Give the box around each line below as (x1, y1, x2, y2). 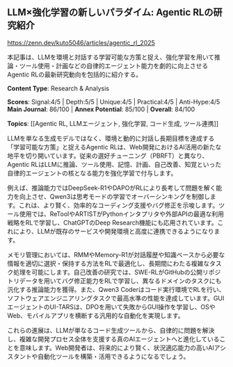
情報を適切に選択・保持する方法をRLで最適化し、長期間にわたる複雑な (7, 259, 210, 268)
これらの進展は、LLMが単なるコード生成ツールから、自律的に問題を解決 (7, 326, 215, 334)
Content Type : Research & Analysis (7, 84, 110, 92)
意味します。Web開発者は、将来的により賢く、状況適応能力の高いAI (19, 343, 214, 352)
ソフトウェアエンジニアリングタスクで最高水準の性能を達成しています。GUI (7, 294, 225, 302)
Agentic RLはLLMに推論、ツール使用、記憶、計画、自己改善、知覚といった (7, 160, 221, 168)
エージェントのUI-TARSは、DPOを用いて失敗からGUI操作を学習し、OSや (7, 302, 216, 311)
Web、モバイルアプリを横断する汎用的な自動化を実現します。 (7, 311, 184, 320)
